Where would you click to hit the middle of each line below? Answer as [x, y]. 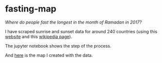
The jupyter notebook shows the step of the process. [58, 46]
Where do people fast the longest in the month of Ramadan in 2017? [73, 22]
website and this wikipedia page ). [39, 37]
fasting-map [31, 9]
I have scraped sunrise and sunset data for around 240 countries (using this [81, 31]
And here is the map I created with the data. [49, 55]
